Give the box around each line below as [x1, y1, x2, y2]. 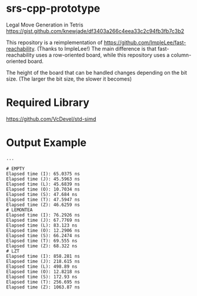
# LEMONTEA [6, 207, 33, 213]
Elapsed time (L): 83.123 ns [6, 222, 78, 228]
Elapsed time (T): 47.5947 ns [6, 197, 81, 202]
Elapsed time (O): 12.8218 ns [6, 268, 81, 275]
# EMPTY [6, 165, 25, 172]
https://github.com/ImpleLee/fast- [103, 39, 186, 46]
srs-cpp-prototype [6, 2, 101, 15]
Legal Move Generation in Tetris [6, 21, 84, 28]
